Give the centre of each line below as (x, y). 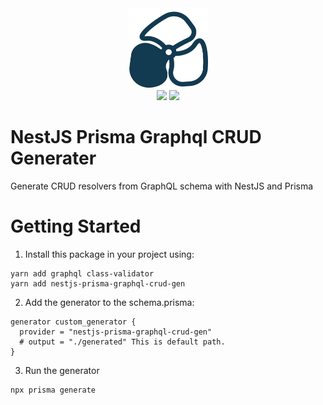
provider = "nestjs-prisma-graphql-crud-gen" (116, 332)
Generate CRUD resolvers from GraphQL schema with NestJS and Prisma (162, 186)
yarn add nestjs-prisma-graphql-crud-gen (98, 283)
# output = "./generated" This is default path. (122, 342)
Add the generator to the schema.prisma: (109, 302)
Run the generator (62, 370)
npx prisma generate (53, 390)
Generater (53, 158)
